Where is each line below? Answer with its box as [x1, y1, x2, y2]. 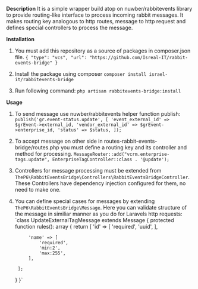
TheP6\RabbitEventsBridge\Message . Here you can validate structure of [14, 204, 187, 211]
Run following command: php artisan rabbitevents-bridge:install [14, 87, 181, 94]
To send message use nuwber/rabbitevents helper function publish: [14, 110, 181, 117]
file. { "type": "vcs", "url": [14, 54, 87, 60]
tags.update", [14, 156, 50, 162]
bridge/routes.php [14, 144, 59, 151]
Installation [6, 36, 34, 42]
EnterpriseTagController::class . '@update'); [52, 156, 170, 162]
